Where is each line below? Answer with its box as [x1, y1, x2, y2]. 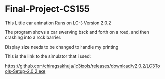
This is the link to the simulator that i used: [5, 53, 91, 59]
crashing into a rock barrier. [5, 34, 62, 40]
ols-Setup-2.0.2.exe [5, 68, 46, 74]
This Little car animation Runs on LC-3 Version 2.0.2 [5, 20, 111, 26]
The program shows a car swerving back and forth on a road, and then [5, 29, 149, 35]
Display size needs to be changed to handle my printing [5, 44, 119, 50]
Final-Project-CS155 [5, 3, 90, 15]
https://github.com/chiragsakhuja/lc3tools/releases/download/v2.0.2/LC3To [5, 63, 160, 69]
